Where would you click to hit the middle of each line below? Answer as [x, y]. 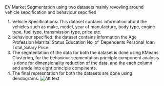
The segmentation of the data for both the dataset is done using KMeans [85, 52]
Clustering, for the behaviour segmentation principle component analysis [85, 58]
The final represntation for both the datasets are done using [72, 73]
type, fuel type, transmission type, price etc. [57, 32]
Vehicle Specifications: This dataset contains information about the [80, 22]
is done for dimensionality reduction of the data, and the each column [82, 63]
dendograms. [26, 78]
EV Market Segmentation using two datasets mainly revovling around [74, 7]
